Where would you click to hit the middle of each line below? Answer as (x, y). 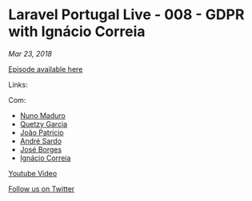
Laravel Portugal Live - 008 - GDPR (126, 15)
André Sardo (41, 140)
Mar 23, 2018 (30, 53)
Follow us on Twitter (42, 188)
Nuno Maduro (43, 115)
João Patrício (42, 132)
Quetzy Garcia (44, 124)
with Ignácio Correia (77, 32)
